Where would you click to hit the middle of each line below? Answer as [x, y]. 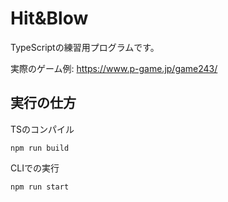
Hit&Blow [49, 18]
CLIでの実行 [35, 168]
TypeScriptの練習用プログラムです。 [85, 47]
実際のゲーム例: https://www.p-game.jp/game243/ [114, 68]
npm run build [40, 148]
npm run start [40, 187]
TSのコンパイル [42, 129]
